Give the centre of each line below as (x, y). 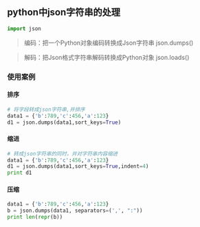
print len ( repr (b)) (35, 217)
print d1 (20, 173)
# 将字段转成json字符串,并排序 (46, 109)
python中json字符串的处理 (64, 12)
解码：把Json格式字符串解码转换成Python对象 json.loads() (107, 57)
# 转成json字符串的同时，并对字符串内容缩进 (63, 153)
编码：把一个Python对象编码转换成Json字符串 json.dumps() (109, 43)
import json (24, 29)
